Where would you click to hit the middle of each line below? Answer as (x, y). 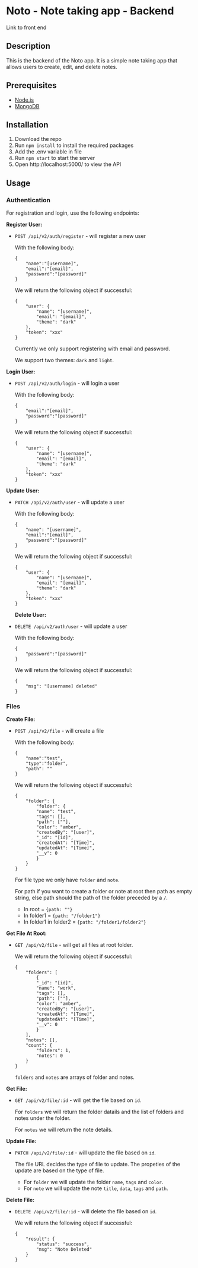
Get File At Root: (27, 933)
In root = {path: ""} (48, 909)
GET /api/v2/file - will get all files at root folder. (74, 945)
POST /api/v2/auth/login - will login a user (67, 383)
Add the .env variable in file (48, 152)
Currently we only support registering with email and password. (92, 349)
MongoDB (27, 106)
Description (28, 46)
